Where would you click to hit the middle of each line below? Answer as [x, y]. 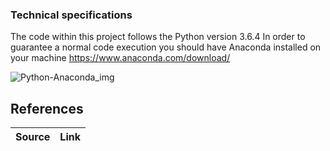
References [47, 108]
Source [33, 137]
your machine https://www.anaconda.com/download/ [120, 58]
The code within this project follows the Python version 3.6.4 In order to [158, 37]
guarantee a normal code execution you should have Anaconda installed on [166, 47]
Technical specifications [71, 15]
